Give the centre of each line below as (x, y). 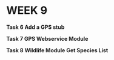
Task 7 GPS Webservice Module (47, 38)
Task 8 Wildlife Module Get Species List (57, 50)
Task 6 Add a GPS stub (35, 27)
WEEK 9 (27, 10)
